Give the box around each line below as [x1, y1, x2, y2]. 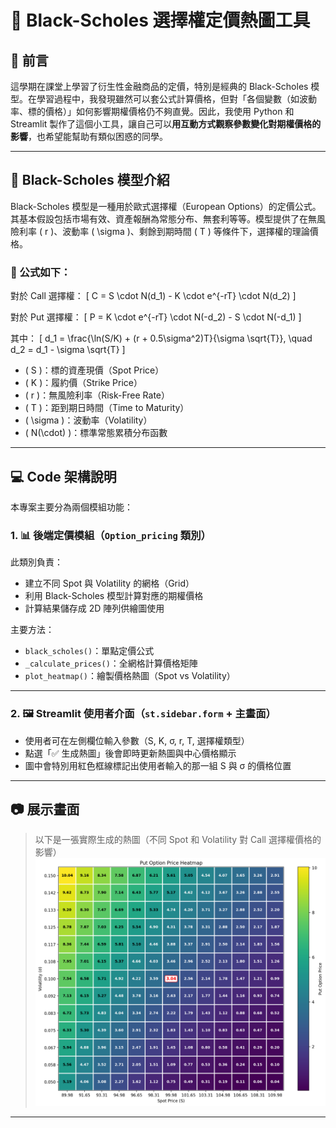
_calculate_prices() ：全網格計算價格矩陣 [24, 657, 198, 670]
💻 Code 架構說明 [10, 468, 117, 485]
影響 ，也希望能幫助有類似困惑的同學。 [10, 131, 168, 142]
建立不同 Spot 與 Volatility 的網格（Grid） [24, 577, 195, 590]
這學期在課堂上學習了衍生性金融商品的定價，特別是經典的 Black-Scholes [10, 81, 309, 92]
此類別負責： [10, 556, 63, 568]
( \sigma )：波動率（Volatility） [24, 414, 153, 426]
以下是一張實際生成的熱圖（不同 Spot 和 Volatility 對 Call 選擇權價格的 [34, 834, 322, 846]
